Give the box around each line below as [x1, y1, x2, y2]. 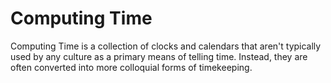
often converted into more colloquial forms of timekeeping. [10, 61, 253, 73]
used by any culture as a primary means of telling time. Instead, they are [10, 50, 308, 62]
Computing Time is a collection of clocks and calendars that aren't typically [10, 40, 322, 52]
